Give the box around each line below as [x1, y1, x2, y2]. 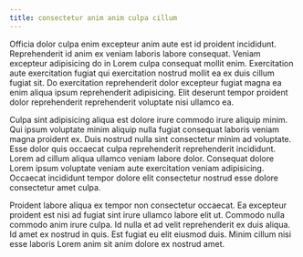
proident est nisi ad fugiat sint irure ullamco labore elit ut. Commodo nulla [9, 209, 286, 220]
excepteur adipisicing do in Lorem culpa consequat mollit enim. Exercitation [9, 57, 294, 68]
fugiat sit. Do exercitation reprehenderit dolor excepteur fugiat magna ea [9, 77, 282, 87]
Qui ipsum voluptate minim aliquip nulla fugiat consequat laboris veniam [9, 124, 280, 135]
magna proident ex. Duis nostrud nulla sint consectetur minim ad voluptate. [9, 133, 292, 144]
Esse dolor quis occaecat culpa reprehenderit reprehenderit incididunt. [9, 143, 277, 154]
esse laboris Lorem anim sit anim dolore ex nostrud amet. [9, 238, 225, 249]
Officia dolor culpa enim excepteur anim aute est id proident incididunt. [9, 38, 277, 49]
